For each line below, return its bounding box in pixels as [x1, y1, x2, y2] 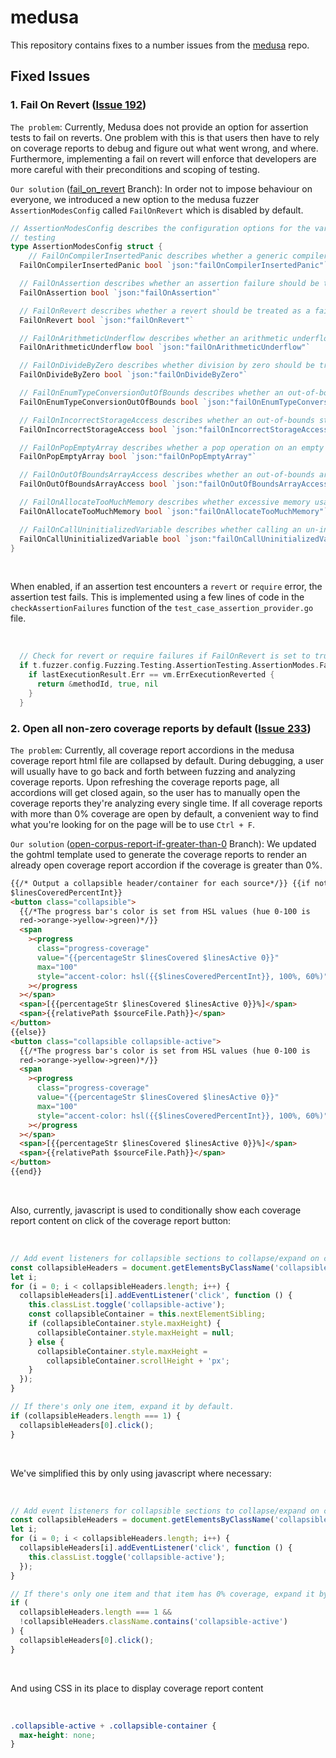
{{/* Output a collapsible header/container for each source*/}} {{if [10, 878, 311, 888]
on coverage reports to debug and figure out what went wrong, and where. [10, 142, 319, 154]
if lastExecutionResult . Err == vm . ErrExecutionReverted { [28, 670, 275, 680]
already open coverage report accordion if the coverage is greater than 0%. [10, 859, 323, 871]
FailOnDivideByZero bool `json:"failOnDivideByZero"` [19, 370, 248, 380]
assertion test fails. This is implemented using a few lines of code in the [10, 591, 305, 603]
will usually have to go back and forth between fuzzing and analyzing [10, 765, 296, 777]
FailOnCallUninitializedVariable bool [19, 534, 182, 544]
